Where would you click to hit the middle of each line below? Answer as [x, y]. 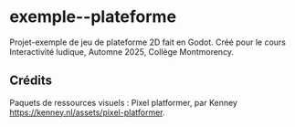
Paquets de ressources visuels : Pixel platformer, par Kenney [123, 102]
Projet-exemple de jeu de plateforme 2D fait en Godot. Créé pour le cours [147, 42]
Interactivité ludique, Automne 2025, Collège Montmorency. [122, 51]
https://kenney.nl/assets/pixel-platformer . [88, 112]
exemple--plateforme [93, 17]
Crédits [31, 81]
